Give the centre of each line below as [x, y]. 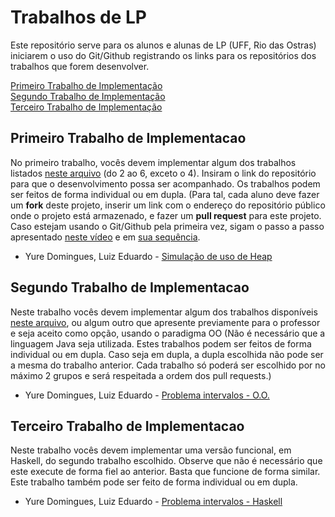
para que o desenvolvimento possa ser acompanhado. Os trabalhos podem [165, 183]
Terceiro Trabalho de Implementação [86, 107]
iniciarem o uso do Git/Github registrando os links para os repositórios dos [163, 55]
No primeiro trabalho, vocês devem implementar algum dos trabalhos [153, 162]
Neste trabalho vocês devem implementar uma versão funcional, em [151, 450]
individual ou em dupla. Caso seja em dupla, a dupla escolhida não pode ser [167, 354]
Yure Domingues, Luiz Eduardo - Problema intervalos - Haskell [153, 502]
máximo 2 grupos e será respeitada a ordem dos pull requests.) [141, 375]
